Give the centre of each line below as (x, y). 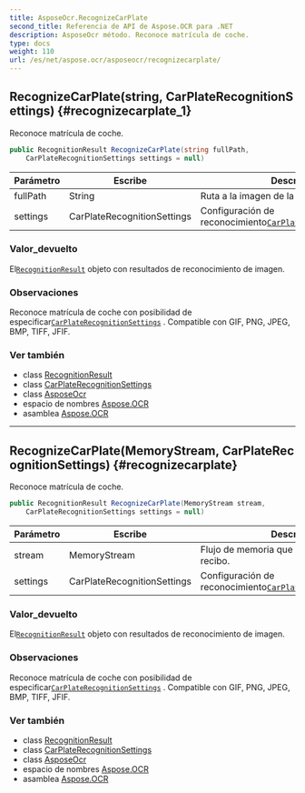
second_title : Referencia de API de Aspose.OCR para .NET (121, 26)
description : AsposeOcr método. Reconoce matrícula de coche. (129, 35)
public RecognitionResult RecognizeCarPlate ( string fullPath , (129, 150)
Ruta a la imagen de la (247, 196)
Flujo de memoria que (246, 549)
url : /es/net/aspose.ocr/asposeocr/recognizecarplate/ (115, 60)
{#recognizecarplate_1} (125, 111)
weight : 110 (32, 52)
